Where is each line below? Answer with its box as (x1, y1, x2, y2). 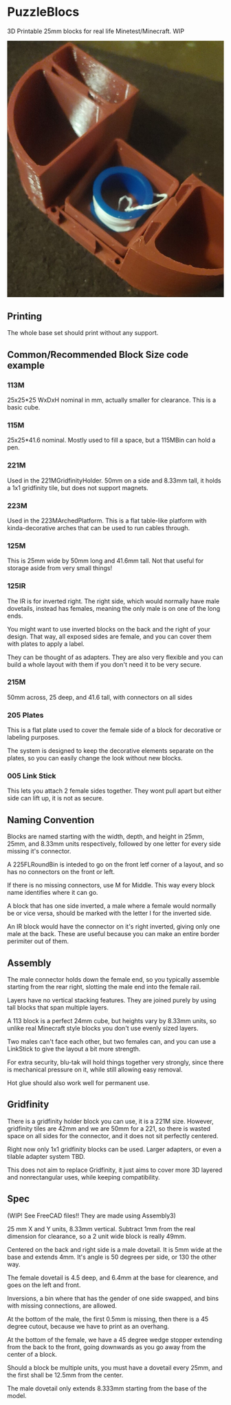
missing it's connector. (7, 847, 71, 856)
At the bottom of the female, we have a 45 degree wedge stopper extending (7, 1335, 222, 1344)
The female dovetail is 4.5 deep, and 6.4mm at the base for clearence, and (7, 1273, 219, 1282)
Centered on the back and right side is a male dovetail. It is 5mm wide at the (7, 1245, 222, 1253)
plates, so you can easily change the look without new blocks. (7, 754, 183, 762)
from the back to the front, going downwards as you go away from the (7, 1342, 206, 1351)
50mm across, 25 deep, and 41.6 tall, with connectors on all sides (7, 693, 192, 701)
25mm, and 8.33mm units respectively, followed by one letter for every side (7, 840, 221, 848)
